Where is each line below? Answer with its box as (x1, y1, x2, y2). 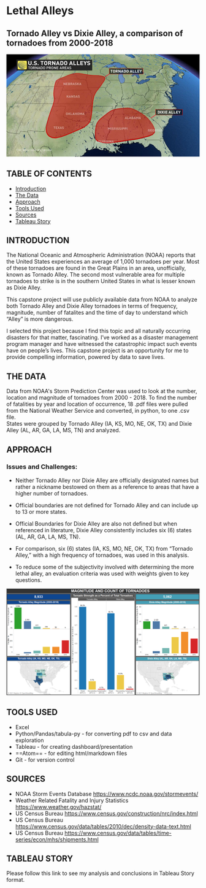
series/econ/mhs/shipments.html (15, 835, 99, 843)
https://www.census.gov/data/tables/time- (64, 829, 172, 836)
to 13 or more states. (15, 508, 67, 515)
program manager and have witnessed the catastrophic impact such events (6, 340, 197, 348)
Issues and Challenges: (6, 462, 78, 471)
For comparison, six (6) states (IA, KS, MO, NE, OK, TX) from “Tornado (15, 545, 193, 552)
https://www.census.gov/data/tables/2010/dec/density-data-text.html (15, 822, 191, 830)
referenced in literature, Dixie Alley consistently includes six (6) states (15, 526, 192, 534)
